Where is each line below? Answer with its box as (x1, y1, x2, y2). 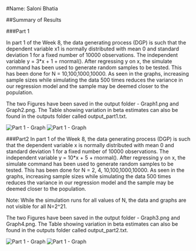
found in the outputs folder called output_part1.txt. (6, 113, 127, 120)
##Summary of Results (6, 16, 62, 23)
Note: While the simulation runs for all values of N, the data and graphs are (6, 196, 187, 203)
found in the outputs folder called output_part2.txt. (6, 227, 129, 233)
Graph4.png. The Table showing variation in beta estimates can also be (6, 221, 178, 228)
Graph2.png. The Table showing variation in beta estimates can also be (6, 107, 178, 113)
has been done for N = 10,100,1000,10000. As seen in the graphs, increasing (6, 70, 189, 77)
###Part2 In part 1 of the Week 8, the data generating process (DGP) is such (6, 135, 191, 143)
